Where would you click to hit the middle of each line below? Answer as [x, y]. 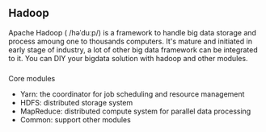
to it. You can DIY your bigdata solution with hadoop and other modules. [128, 58]
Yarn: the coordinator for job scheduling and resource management [132, 94]
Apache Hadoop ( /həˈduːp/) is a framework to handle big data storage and [133, 32]
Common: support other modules [75, 119]
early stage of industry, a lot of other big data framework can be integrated [133, 49]
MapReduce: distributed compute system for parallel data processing [135, 111]
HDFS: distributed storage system [76, 102]
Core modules [32, 78]
